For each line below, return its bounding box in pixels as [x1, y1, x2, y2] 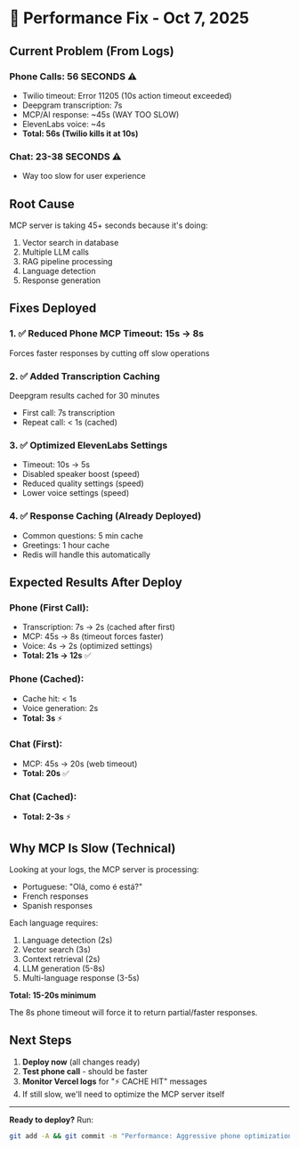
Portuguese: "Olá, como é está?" [21, 881, 143, 892]
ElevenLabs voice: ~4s [21, 118, 106, 129]
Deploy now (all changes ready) [21, 1056, 141, 1067]
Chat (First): [9, 738, 63, 750]
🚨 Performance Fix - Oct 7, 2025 [9, 8, 249, 28]
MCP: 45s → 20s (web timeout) [21, 758, 138, 769]
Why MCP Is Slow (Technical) [9, 840, 176, 855]
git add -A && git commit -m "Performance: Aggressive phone [9, 1131, 241, 1140]
